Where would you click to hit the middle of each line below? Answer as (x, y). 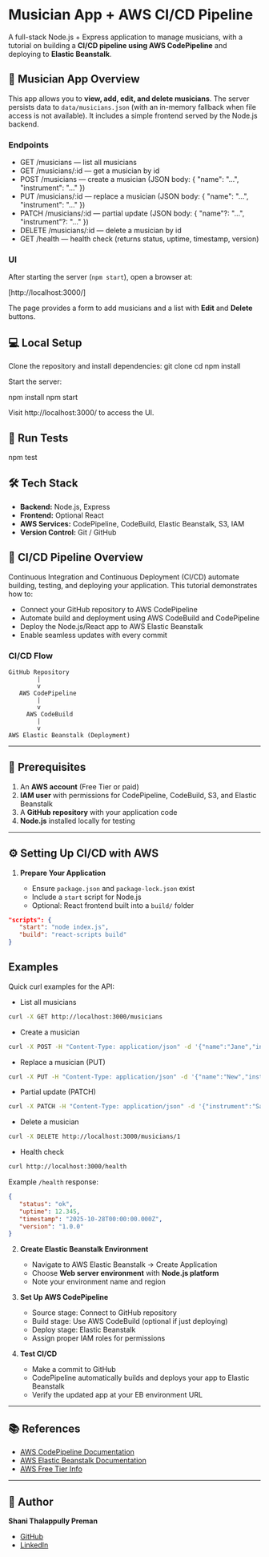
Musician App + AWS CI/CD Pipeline (131, 15)
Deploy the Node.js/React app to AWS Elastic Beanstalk (111, 626)
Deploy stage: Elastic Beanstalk (84, 1330)
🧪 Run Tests (38, 438)
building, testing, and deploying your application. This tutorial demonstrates (133, 585)
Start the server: (35, 381)
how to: (21, 594)
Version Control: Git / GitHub (68, 532)
